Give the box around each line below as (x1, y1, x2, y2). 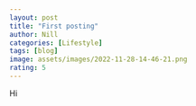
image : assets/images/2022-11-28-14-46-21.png (9, 55, 188, 64)
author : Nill (9, 30, 59, 39)
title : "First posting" (9, 22, 99, 31)
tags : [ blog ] (9, 47, 59, 56)
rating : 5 (9, 64, 47, 73)
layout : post (9, 13, 59, 22)
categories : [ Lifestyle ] (9, 38, 103, 48)
